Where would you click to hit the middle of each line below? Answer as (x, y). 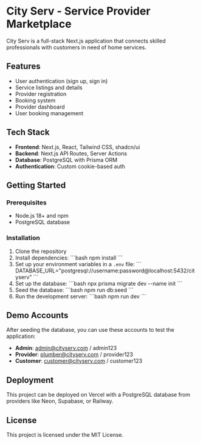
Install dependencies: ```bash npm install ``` (69, 257)
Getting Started (36, 185)
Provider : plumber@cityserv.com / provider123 (74, 355)
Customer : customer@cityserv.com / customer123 (79, 361)
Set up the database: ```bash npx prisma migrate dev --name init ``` (99, 283)
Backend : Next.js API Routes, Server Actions (71, 153)
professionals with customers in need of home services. (77, 47)
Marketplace (39, 24)
